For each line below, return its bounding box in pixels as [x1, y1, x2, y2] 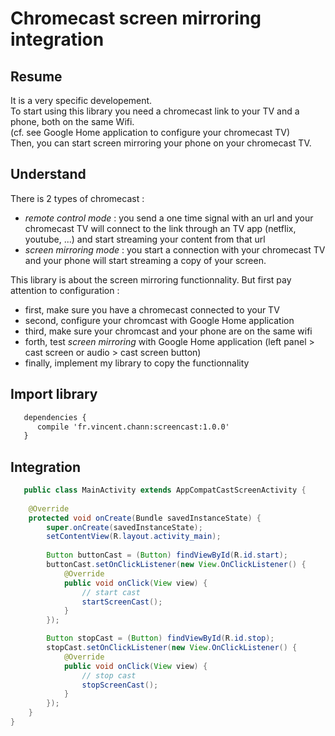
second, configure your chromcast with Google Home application [24, 314, 295, 326]
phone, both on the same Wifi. [10, 116, 135, 127]
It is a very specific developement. [10, 95, 153, 106]
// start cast [81, 587, 141, 597]
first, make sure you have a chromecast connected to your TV [24, 303, 280, 316]
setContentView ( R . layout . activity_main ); [46, 532, 222, 542]
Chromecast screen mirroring [10, 7, 262, 30]
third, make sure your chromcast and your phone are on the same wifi [24, 325, 313, 337]
